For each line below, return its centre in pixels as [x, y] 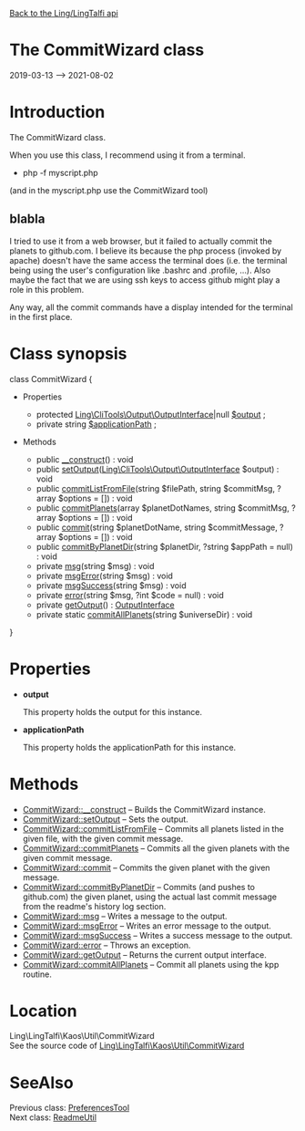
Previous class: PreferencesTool [70, 1108]
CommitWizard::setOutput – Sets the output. [105, 819]
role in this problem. [47, 289]
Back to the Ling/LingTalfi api [64, 13]
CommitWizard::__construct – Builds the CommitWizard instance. [144, 809]
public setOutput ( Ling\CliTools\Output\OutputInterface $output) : [158, 469]
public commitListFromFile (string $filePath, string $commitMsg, [156, 488]
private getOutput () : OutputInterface [105, 605]
